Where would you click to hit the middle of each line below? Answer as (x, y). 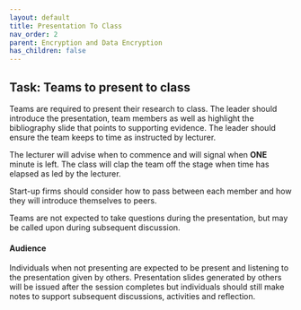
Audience (28, 248)
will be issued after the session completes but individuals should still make (147, 287)
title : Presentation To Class (66, 26)
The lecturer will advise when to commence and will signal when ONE (138, 154)
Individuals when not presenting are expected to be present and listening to (149, 268)
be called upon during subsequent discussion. (95, 227)
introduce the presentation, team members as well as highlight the (132, 118)
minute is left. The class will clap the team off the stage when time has (139, 164)
